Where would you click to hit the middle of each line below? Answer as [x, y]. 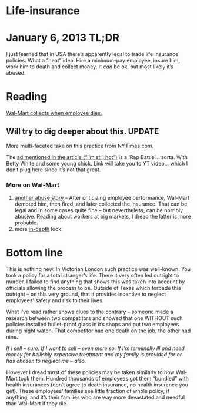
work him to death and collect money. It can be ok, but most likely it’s [90, 67]
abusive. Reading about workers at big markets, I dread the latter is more [103, 217]
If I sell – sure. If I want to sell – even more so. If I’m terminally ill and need [96, 348]
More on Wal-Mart [33, 185]
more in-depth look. [39, 229]
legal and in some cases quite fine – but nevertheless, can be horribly [99, 210]
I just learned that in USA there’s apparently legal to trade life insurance [92, 54]
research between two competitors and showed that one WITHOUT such [94, 318]
